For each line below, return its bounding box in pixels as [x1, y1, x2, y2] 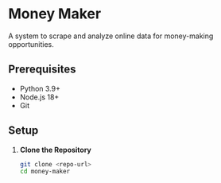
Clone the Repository [19, 145, 91, 154]
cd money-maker [19, 168, 71, 176]
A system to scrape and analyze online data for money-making [8, 31, 214, 41]
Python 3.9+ [19, 84, 61, 93]
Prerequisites [8, 63, 76, 76]
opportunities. [8, 39, 54, 49]
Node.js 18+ [19, 92, 60, 102]
